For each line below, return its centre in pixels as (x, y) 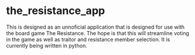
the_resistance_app (56, 11)
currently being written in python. (47, 46)
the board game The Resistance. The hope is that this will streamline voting (98, 33)
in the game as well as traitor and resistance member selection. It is (88, 39)
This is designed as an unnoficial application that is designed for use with (95, 27)
